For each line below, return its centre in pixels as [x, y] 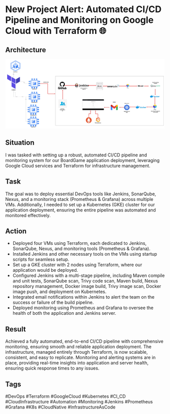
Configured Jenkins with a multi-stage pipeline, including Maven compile [89, 276]
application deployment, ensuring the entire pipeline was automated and [80, 210]
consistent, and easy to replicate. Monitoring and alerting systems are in [80, 357]
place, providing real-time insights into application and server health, [77, 363]
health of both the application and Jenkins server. [64, 313]
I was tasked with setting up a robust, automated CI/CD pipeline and [76, 155]
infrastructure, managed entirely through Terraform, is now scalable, [77, 352]
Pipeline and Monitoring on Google [79, 20]
